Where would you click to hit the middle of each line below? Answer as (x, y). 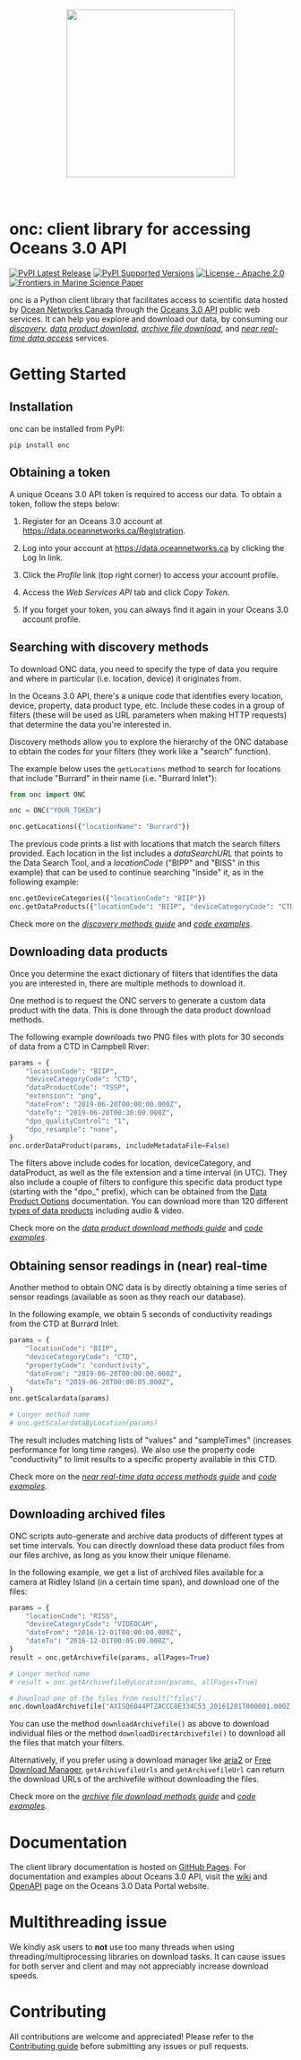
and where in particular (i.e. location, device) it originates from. (125, 678)
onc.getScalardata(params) (60, 1399)
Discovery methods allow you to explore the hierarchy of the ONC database (149, 741)
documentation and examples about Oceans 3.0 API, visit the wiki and (138, 1876)
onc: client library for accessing (130, 229)
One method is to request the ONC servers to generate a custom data (138, 1000)
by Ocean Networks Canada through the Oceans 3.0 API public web (135, 309)
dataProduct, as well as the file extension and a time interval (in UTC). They (148, 1173)
